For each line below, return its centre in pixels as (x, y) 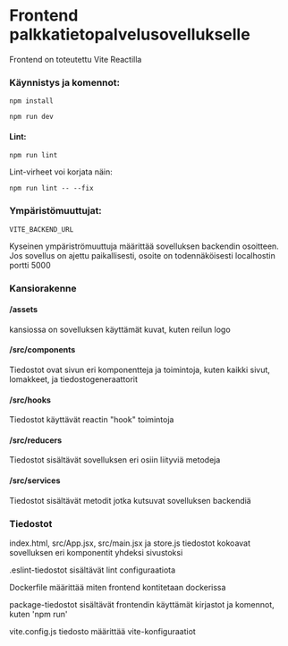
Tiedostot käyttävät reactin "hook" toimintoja (92, 420)
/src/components (42, 350)
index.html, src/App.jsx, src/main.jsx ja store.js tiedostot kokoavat (130, 543)
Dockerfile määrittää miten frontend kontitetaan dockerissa (118, 587)
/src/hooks (30, 400)
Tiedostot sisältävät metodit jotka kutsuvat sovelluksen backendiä (131, 500)
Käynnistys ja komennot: (65, 82)
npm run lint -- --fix (51, 189)
